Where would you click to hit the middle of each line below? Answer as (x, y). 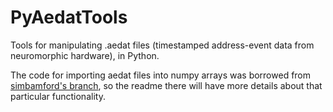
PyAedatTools (69, 17)
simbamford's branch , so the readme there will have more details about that (166, 85)
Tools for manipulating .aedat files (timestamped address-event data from (162, 45)
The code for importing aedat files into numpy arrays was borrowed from (161, 75)
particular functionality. (58, 96)
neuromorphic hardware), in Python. (85, 55)
